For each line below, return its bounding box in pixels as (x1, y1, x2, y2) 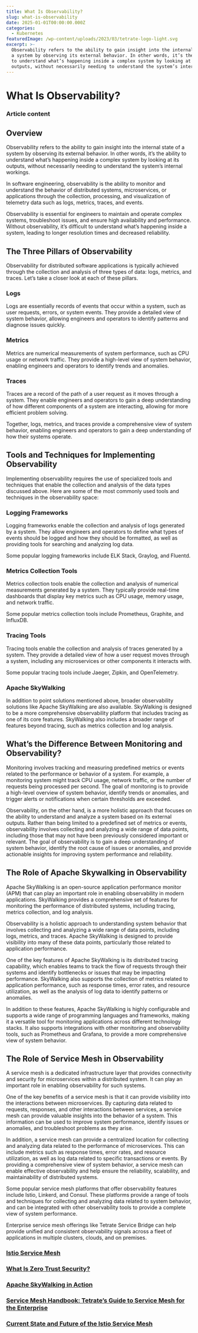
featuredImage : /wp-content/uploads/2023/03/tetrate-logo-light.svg (6, 36, 178, 42)
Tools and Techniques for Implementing (6, 450, 155, 460)
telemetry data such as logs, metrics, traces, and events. (6, 199, 144, 206)
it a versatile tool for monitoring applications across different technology (6, 1018, 181, 1025)
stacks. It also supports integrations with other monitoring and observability (6, 1024, 190, 1031)
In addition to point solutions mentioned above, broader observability (6, 697, 174, 704)
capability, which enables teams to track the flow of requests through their (6, 963, 187, 970)
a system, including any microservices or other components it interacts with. (6, 657, 192, 664)
